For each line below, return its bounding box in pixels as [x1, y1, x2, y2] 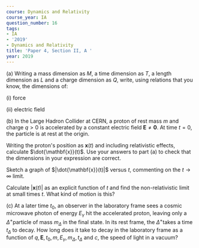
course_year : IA [6, 14, 47, 20]
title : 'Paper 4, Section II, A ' [6, 48, 93, 54]
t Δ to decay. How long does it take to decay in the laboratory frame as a [6, 226, 183, 235]
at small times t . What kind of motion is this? [6, 190, 115, 198]
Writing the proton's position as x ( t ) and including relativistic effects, [6, 141, 176, 149]
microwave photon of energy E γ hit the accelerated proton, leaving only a [6, 210, 187, 219]
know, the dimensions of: [6, 82, 68, 90]
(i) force [6, 94, 26, 101]
